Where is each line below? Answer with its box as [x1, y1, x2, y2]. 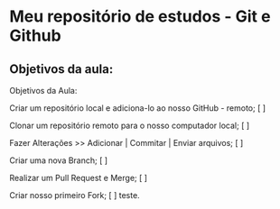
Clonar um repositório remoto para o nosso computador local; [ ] [9, 120, 250, 131]
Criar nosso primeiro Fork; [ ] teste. [9, 190, 140, 200]
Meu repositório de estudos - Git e [9, 6, 271, 27]
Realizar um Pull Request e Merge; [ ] [9, 173, 147, 183]
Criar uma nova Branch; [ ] [9, 155, 108, 166]
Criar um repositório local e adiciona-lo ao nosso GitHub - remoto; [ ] [9, 103, 266, 114]
